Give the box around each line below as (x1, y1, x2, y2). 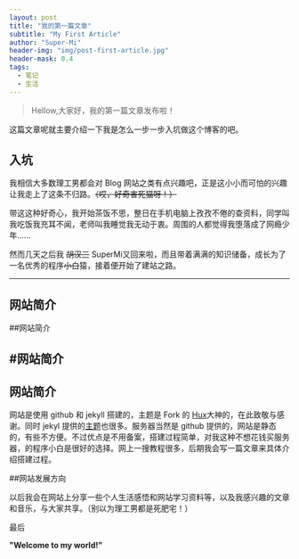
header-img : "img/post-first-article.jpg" (9, 46, 169, 55)
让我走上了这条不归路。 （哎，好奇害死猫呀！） (9, 189, 177, 200)
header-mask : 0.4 (9, 54, 74, 63)
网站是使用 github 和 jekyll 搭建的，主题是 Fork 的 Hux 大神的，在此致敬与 (9, 409, 278, 420)
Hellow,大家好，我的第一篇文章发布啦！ (30, 104, 175, 116)
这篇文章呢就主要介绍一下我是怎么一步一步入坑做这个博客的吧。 (9, 124, 243, 135)
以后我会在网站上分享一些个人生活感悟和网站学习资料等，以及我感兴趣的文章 (9, 492, 290, 503)
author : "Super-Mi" (9, 37, 82, 47)
